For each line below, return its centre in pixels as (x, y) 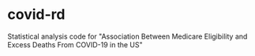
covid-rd (36, 15)
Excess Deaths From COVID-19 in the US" (75, 44)
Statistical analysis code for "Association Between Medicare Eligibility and (127, 36)
